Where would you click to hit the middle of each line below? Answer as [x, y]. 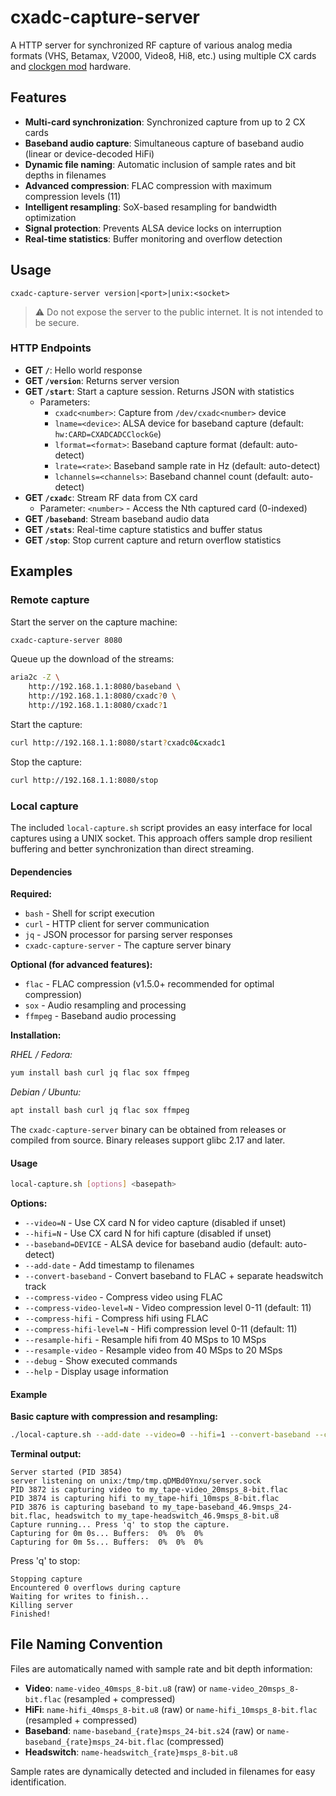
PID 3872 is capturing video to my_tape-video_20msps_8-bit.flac [149, 1490]
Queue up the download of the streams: [92, 659]
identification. [38, 1782]
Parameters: [65, 402]
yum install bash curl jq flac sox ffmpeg [100, 1073]
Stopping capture [46, 1579]
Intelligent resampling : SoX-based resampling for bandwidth [151, 207]
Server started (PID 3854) [66, 1472]
